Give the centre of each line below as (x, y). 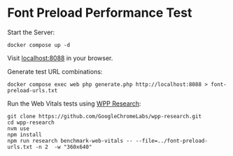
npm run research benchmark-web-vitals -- (70, 141)
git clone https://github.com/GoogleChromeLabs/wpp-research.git (104, 116)
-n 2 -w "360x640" (64, 147)
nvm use (19, 128)
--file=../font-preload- (172, 141)
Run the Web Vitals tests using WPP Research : (74, 104)
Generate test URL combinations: (55, 71)
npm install (24, 134)
